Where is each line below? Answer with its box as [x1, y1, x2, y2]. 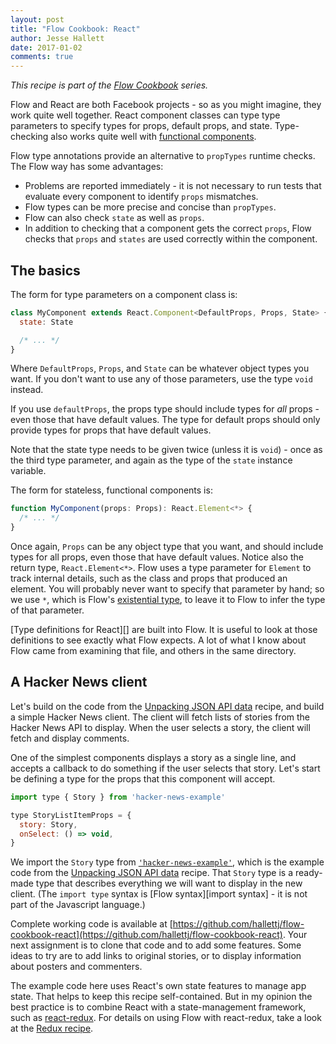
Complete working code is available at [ [10, 918, 173, 930]
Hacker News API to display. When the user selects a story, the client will [10, 721, 311, 733]
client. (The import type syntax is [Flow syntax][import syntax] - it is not [10, 888, 308, 900]
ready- [294, 867, 323, 879]
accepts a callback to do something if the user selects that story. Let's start [10, 762, 321, 774]
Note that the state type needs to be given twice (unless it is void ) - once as [10, 444, 323, 456]
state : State [19, 317, 74, 327]
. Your [282, 929, 308, 941]
